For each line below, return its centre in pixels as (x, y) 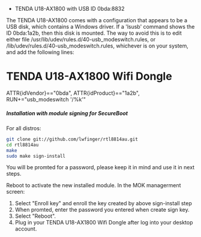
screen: (16, 192)
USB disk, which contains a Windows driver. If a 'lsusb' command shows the (100, 27)
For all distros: (24, 128)
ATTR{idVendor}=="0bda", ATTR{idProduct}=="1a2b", (73, 93)
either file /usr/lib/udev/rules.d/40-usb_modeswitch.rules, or (81, 39)
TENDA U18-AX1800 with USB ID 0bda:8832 (70, 9)
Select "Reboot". (35, 216)
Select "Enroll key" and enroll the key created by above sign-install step (103, 203)
